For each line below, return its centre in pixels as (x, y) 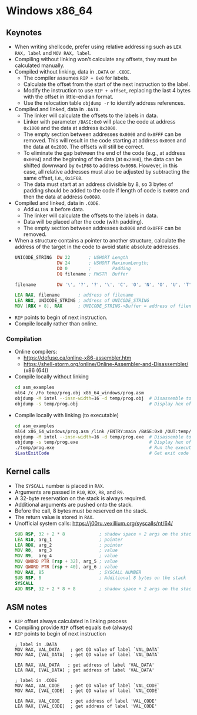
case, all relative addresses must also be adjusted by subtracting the (106, 172)
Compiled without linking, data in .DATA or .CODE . (73, 71)
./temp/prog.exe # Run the (94, 448)
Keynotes (24, 33)
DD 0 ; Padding (94, 268)
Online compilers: (36, 352)
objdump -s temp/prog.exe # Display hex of (103, 443)
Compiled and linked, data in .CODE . (57, 203)
